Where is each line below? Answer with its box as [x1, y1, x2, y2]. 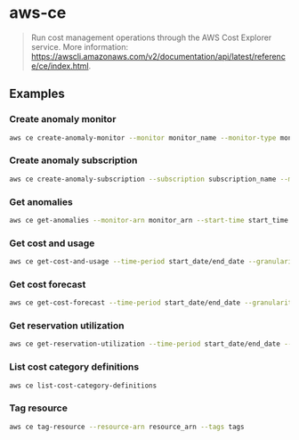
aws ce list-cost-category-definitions [9, 381, 158, 390]
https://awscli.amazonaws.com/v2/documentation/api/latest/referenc [30, 51, 287, 61]
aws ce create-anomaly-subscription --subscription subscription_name [9, 175, 277, 183]
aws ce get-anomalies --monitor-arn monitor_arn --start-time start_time [9, 216, 289, 224]
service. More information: [30, 41, 129, 52]
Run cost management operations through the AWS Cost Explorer [30, 32, 272, 43]
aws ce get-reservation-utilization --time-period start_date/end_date [9, 339, 280, 349]
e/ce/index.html [30, 61, 89, 71]
